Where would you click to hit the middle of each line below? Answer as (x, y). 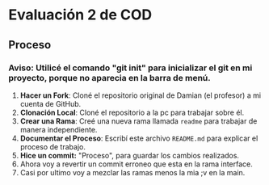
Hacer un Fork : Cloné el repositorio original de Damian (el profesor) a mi (140, 95)
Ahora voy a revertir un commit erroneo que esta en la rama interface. (136, 164)
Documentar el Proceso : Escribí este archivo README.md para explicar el (139, 138)
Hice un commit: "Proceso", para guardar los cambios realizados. (130, 155)
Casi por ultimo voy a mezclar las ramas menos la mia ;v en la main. (132, 172)
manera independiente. (59, 129)
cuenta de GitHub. (50, 103)
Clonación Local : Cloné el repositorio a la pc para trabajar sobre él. (132, 112)
